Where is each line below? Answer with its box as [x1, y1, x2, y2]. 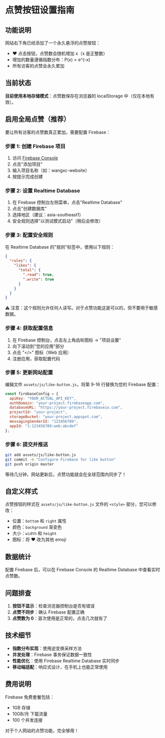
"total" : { [18, 268, 41, 273]
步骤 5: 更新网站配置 [5, 369, 53, 376]
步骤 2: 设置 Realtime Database [5, 187, 81, 194]
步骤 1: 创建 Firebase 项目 [5, 142, 66, 149]
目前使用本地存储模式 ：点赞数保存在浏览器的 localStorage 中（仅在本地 [5, 93, 150, 99]
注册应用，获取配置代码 [12, 355, 60, 361]
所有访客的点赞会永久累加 [12, 63, 65, 68]
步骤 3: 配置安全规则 [5, 232, 53, 239]
